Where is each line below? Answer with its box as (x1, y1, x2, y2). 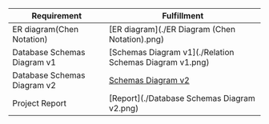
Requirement (31, 10, 82, 21)
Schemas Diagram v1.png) (108, 57, 210, 67)
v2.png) (108, 103, 139, 114)
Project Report (12, 98, 66, 109)
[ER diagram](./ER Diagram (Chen (108, 24, 236, 34)
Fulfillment (162, 10, 204, 21)
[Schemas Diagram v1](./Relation (108, 47, 235, 58)
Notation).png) (108, 34, 164, 45)
